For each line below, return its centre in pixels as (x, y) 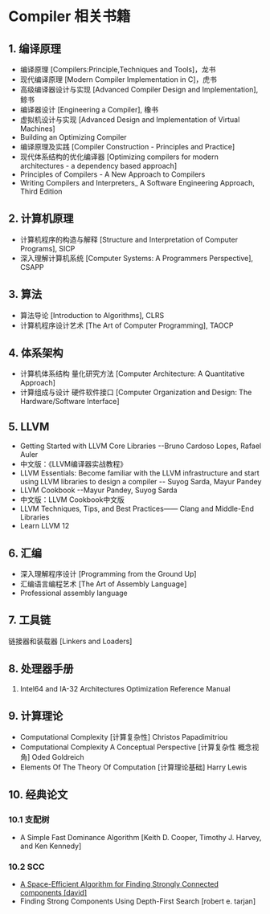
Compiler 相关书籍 (70, 16)
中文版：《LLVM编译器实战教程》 (73, 464)
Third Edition (41, 191)
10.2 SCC (27, 867)
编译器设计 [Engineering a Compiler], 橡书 (89, 110)
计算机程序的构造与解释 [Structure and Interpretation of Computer (129, 239)
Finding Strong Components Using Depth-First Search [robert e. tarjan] (137, 901)
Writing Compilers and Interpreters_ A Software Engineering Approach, (137, 183)
